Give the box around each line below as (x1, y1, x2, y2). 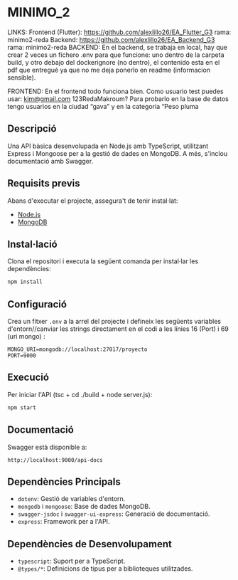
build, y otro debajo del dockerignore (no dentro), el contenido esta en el (7, 58, 220, 66)
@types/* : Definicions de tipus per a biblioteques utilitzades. (17, 564, 193, 573)
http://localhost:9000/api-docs (7, 456, 103, 463)
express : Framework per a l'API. (17, 517, 110, 526)
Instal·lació (7, 238, 58, 250)
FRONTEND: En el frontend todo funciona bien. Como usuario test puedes (7, 87, 224, 95)
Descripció (7, 122, 57, 135)
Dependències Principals (7, 475, 121, 487)
